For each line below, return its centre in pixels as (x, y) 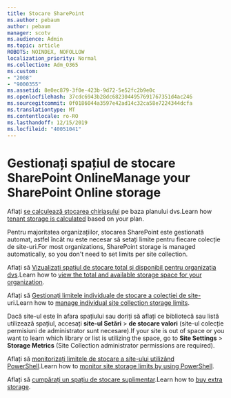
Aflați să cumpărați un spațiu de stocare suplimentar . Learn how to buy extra (115, 379)
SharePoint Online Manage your (99, 178)
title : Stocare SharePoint (46, 13)
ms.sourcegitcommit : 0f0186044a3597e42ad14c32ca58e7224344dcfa (100, 103)
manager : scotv (29, 33)
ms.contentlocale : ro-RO (43, 116)
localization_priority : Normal (52, 59)
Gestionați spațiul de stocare (91, 163)
